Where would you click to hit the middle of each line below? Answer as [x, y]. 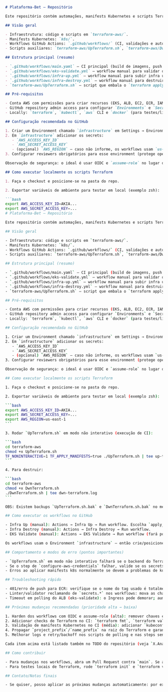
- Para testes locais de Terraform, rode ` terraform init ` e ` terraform [82, 667]
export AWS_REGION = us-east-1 [35, 420]
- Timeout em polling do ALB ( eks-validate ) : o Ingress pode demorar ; [80, 598]
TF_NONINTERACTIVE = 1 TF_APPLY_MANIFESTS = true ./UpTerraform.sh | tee [79, 456]
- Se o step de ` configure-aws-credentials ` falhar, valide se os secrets [85, 566]
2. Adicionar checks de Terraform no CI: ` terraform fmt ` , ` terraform [80, 621]
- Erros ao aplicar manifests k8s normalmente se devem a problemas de [81, 571]
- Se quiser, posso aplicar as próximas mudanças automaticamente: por [81, 685]
